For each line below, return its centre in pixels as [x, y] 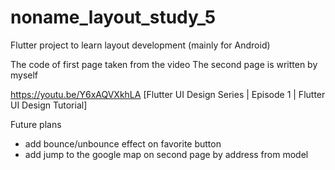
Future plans [36, 124]
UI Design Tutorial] [49, 105]
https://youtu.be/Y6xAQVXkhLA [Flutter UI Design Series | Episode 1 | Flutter [168, 94]
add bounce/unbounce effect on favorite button [123, 143]
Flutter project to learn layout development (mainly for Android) [140, 45]
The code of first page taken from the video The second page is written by [164, 64]
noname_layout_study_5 [113, 17]
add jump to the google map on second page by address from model [166, 154]
